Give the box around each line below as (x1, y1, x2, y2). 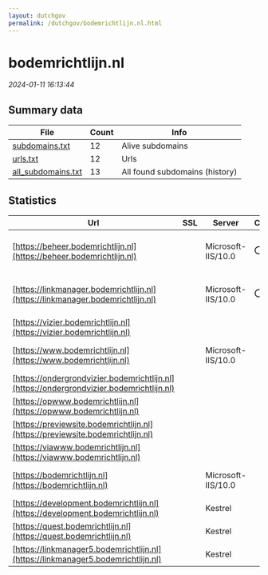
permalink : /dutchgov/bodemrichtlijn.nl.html (8, 19, 162, 27)
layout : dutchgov (8, 11, 66, 20)
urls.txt (12, 154, 38, 165)
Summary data (8, 103, 84, 117)
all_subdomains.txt (12, 166, 82, 178)
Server (212, 218, 239, 229)
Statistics (8, 194, 57, 207)
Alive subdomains (121, 141, 189, 152)
